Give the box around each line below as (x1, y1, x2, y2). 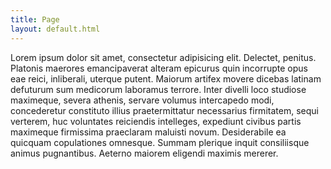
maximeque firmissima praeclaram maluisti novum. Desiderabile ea (10, 126, 287, 138)
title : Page (10, 14, 60, 25)
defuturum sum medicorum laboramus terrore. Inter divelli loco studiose (10, 83, 307, 95)
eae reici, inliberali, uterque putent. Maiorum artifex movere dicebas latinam (10, 72, 322, 85)
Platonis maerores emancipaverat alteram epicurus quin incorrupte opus (10, 62, 308, 74)
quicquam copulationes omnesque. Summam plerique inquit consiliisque (10, 136, 310, 148)
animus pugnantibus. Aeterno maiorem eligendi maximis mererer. (10, 147, 279, 159)
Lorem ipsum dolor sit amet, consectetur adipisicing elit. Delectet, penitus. (10, 51, 317, 63)
